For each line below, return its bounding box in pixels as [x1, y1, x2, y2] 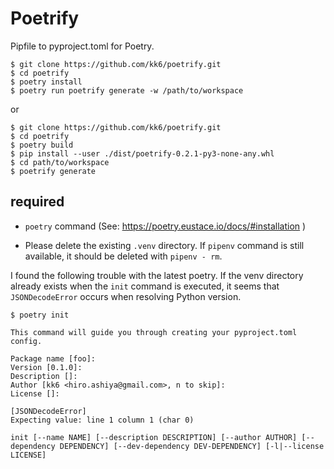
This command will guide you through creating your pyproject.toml [10, 327, 298, 337]
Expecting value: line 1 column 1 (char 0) [10, 415, 195, 425]
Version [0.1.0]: [10, 362, 83, 372]
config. [10, 336, 43, 346]
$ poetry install [10, 77, 83, 87]
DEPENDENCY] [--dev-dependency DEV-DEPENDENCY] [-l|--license [59, 441, 325, 451]
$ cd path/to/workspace [10, 157, 110, 167]
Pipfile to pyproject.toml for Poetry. [10, 40, 155, 52]
